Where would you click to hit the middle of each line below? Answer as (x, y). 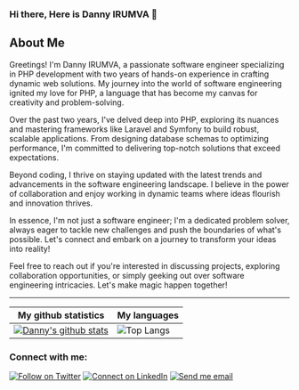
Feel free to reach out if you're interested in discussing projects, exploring (145, 265)
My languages (148, 315)
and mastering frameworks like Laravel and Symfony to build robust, (134, 129)
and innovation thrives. (51, 203)
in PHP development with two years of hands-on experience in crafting (139, 74)
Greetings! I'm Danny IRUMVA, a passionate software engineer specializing (147, 64)
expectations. (34, 157)
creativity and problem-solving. (67, 102)
